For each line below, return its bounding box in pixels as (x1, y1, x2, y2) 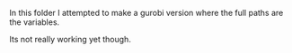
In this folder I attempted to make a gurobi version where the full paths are (9, 8, 284, 18)
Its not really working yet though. (9, 34, 132, 44)
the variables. (9, 17, 60, 27)
